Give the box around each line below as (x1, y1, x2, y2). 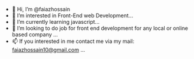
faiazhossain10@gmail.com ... (11, 46, 86, 53)
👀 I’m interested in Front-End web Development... (11, 12, 134, 19)
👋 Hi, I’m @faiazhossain (11, 6, 71, 13)
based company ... (11, 31, 58, 38)
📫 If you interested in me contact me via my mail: (11, 38, 135, 45)
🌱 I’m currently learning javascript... (11, 18, 100, 25)
